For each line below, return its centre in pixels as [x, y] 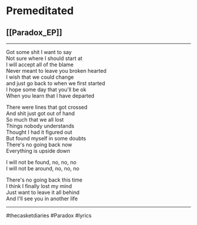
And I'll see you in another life [42, 199]
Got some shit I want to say [39, 52]
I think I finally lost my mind [39, 186]
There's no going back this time [44, 180]
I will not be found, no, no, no [41, 162]
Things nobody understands [40, 126]
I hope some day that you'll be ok [46, 90]
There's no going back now [39, 145]
